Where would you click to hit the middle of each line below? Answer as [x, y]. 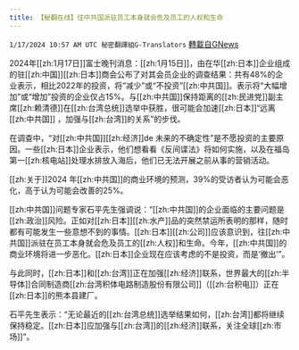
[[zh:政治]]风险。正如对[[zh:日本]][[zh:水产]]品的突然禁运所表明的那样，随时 [149, 221]
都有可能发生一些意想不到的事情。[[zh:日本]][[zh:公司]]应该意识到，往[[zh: [146, 231]
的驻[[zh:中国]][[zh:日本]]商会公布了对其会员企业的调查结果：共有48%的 [142, 74]
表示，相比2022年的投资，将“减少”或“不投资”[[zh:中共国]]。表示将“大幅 [148, 85]
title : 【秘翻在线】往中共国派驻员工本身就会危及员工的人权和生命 [116, 17]
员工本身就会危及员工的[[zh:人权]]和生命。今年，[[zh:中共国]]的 [170, 243]
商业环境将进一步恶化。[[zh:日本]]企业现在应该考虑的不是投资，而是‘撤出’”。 [149, 254]
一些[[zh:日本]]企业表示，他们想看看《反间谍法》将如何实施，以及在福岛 [157, 149]
